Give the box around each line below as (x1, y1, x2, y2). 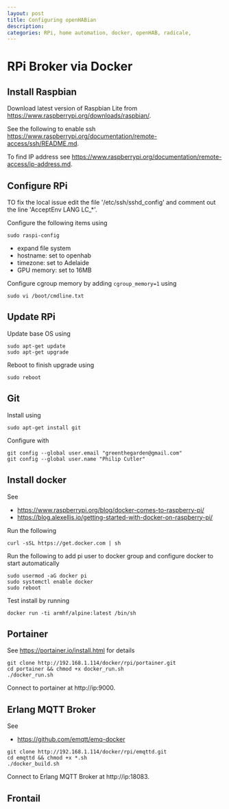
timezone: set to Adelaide (16, 259, 89, 267)
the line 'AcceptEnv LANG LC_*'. (7, 205, 97, 214)
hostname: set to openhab (16, 251, 91, 260)
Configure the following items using (7, 219, 108, 227)
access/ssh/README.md (7, 139, 77, 148)
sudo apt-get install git (7, 424, 81, 431)
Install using (7, 411, 41, 419)
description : (7, 23, 45, 30)
